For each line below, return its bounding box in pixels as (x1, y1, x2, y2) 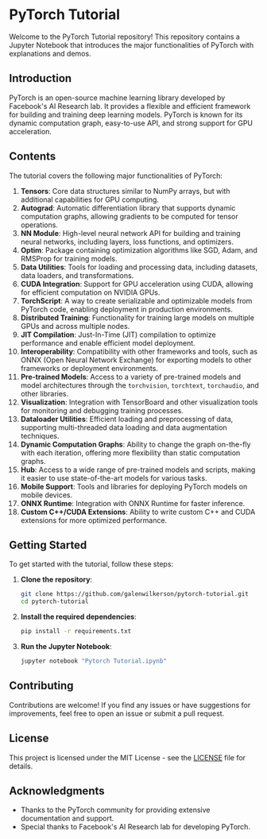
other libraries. (20, 389, 69, 398)
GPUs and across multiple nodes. (20, 321, 130, 331)
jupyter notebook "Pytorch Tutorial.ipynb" (20, 657, 168, 665)
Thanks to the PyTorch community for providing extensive (20, 805, 211, 815)
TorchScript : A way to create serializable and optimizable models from (20, 296, 253, 305)
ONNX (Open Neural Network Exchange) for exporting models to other (20, 355, 252, 365)
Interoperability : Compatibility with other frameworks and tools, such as (20, 346, 258, 356)
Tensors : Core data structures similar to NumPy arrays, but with (20, 186, 230, 195)
